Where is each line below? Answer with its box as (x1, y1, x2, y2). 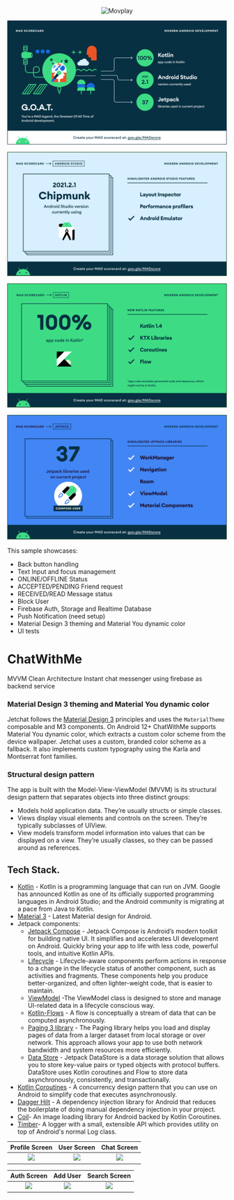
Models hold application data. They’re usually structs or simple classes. (17, 807, 223, 815)
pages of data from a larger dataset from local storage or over (27, 1031, 206, 1039)
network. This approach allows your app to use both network (27, 1039, 203, 1047)
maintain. (27, 986, 54, 995)
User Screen (58, 1143, 95, 1151)
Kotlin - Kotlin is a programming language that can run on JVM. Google (17, 883, 221, 891)
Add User (53, 1171, 81, 1180)
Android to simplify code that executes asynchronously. (17, 1090, 178, 1099)
